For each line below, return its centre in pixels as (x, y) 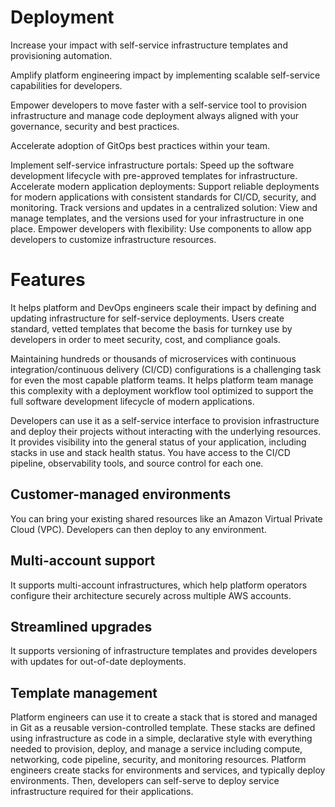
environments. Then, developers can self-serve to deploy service (145, 781)
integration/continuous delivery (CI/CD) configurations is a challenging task (166, 369)
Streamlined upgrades (81, 626)
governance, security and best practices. (95, 126)
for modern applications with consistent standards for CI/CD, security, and (163, 197)
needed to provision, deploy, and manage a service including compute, (156, 749)
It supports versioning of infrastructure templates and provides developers (164, 651)
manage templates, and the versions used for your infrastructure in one (157, 218)
